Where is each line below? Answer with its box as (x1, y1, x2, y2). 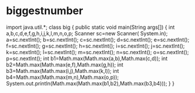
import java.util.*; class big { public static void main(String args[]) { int (6, 24, 175, 31)
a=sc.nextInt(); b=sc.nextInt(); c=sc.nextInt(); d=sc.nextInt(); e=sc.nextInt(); (6, 36, 190, 43)
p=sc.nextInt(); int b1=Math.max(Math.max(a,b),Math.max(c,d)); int (6, 55, 168, 62)
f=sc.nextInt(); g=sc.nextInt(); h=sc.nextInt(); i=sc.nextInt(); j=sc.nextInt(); (6, 42, 185, 49)
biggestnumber (6, 4, 83, 18)
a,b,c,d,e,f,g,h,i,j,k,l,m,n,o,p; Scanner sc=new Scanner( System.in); (6, 29, 168, 36)
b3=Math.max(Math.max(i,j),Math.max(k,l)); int (6, 67, 119, 74)
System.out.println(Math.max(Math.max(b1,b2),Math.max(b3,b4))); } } (6, 79, 175, 87)
